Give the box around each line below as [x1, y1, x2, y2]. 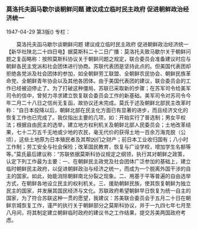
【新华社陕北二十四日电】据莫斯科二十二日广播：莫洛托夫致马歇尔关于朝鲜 [6, 48, 186, 55]
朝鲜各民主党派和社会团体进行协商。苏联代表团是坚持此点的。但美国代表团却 [6, 63, 191, 70]
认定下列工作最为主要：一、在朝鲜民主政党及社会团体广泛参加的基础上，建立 [6, 158, 191, 165]
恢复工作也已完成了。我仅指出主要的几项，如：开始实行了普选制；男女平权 [6, 114, 186, 121]
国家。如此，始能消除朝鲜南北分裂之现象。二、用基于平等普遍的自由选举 [16, 173, 191, 180]
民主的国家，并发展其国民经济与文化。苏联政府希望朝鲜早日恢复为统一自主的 [6, 187, 191, 194]
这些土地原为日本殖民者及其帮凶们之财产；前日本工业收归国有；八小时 [18, 136, 189, 143]
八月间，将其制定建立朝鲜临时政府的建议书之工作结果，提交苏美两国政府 [6, 209, 181, 216]
